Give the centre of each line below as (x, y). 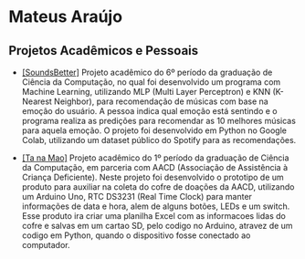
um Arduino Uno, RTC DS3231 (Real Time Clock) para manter (137, 197)
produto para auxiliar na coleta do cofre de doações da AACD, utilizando (158, 187)
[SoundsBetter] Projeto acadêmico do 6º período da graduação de (147, 72)
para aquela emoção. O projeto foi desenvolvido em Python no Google (154, 130)
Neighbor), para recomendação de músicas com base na (161, 101)
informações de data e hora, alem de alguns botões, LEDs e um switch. (156, 206)
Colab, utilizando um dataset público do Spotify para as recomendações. (159, 140)
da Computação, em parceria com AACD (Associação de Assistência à (155, 167)
